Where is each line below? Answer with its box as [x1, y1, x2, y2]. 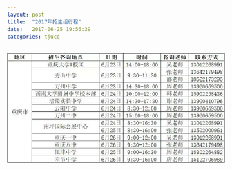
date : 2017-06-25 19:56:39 [7, 26, 91, 32]
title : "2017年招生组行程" [7, 18, 81, 26]
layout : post [7, 11, 45, 18]
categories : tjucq [7, 33, 60, 40]
